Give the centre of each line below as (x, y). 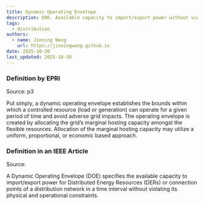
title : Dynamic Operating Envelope (51, 12)
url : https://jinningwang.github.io (64, 46)
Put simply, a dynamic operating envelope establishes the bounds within (97, 103)
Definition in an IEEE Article (47, 151)
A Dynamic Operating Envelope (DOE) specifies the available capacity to (97, 176)
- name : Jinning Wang (39, 40)
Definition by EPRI (33, 78)
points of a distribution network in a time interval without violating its (92, 189)
